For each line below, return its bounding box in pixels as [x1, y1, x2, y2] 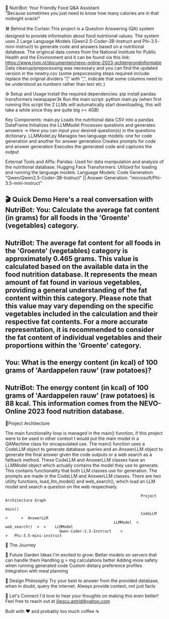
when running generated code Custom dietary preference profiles [5, 562, 142, 569]
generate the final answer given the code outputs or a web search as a [5, 452, 152, 458]
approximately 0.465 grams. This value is [5, 254, 139, 263]
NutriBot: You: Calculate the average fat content [5, 206, 160, 214]
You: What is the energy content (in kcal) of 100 [5, 358, 158, 367]
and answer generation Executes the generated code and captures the [5, 144, 152, 149]
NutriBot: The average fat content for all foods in [5, 239, 160, 247]
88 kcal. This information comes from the [5, 399, 138, 408]
